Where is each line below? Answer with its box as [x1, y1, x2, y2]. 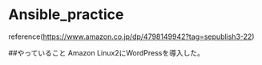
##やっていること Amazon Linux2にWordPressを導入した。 [8, 48, 204, 57]
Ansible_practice [8, 6, 124, 24]
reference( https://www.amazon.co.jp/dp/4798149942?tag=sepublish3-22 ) [8, 32, 255, 41]
